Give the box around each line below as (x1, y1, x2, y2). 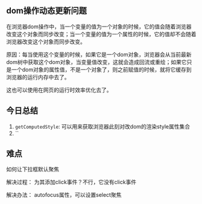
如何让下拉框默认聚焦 (6, 165, 59, 173)
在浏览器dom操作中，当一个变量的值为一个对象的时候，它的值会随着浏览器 (6, 23, 192, 30)
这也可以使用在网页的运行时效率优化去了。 (6, 86, 112, 94)
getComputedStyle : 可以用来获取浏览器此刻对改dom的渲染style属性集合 (14, 123, 191, 130)
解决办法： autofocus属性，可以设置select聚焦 (6, 191, 122, 199)
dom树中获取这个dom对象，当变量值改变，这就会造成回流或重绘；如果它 (6, 58, 187, 65)
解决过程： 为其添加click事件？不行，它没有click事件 (6, 179, 137, 186)
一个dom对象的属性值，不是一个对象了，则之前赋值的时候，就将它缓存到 (11, 66, 192, 73)
